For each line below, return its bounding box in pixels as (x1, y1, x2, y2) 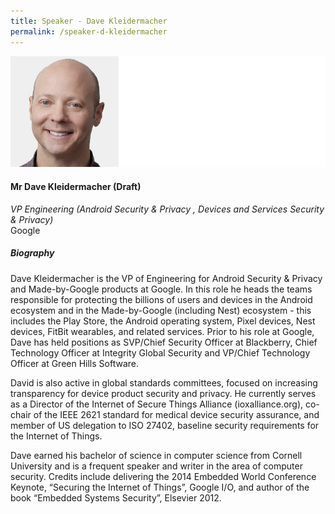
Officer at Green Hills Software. (10, 357, 139, 369)
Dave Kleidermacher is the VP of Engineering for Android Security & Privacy (10, 272, 323, 284)
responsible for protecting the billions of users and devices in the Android (10, 293, 313, 305)
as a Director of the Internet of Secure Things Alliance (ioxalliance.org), (10, 398, 304, 410)
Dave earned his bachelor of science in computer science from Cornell (10, 449, 303, 461)
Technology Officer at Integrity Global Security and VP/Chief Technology (10, 346, 311, 359)
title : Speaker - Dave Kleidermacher (10, 16, 168, 26)
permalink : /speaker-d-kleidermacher (10, 26, 168, 37)
